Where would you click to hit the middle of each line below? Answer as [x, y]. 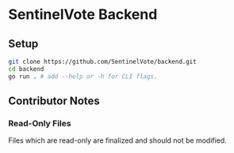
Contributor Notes [54, 101]
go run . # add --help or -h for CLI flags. [83, 76]
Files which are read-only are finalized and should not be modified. [118, 140]
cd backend [26, 69]
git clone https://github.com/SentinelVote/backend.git [102, 62]
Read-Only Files [40, 123]
